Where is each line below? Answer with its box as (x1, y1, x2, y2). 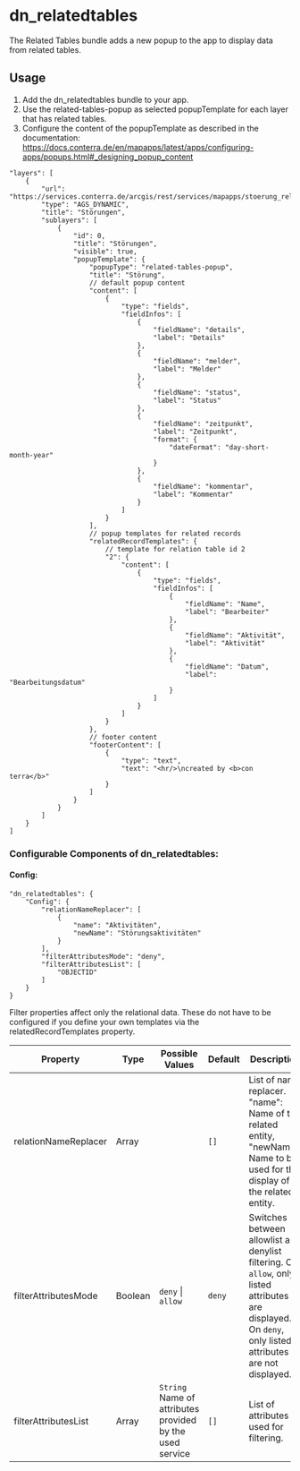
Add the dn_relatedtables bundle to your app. (21, 94, 189, 105)
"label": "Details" (153, 333, 226, 342)
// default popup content (88, 278, 186, 287)
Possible (160, 1047, 198, 1059)
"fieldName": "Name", (185, 599, 266, 609)
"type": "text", (121, 756, 181, 765)
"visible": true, (72, 247, 138, 256)
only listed (248, 1334, 292, 1347)
